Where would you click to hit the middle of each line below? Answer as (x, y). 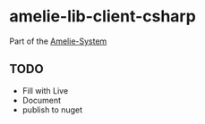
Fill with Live (45, 90)
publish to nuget (52, 110)
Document (41, 100)
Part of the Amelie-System (58, 41)
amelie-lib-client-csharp (103, 17)
